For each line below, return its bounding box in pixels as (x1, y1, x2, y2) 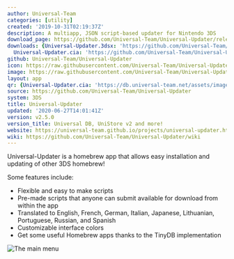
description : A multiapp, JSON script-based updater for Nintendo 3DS (7, 29, 217, 37)
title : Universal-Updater (7, 101, 82, 108)
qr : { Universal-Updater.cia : (7, 81, 92, 88)
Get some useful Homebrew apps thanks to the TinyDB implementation (17, 231, 221, 240)
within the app (17, 201, 59, 210)
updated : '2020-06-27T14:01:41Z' (7, 107, 104, 114)
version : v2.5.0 (7, 113, 54, 120)
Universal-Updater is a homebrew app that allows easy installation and (7, 152, 210, 161)
